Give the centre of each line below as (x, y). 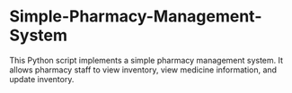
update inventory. (42, 79)
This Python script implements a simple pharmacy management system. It (146, 60)
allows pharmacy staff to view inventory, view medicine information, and (143, 70)
